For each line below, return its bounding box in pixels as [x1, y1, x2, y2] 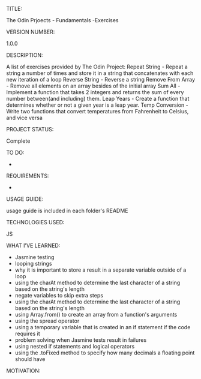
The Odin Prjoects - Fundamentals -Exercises [6, 17, 119, 23]
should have [14, 356, 46, 362]
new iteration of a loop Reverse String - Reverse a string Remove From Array [6, 76, 196, 83]
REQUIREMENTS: [6, 172, 49, 179]
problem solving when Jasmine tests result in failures [14, 336, 147, 344]
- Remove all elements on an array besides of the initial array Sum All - [6, 82, 181, 89]
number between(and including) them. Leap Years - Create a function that [6, 95, 190, 102]
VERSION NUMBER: [6, 28, 55, 35]
